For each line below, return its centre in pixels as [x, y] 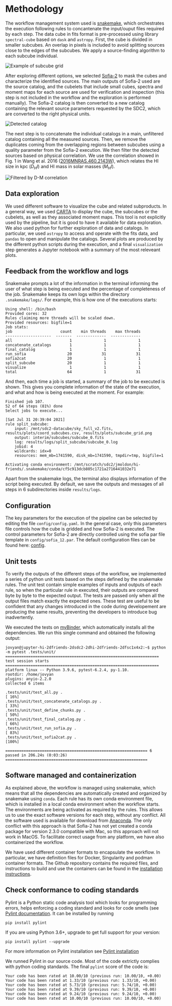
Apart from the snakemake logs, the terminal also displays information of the [86, 479]
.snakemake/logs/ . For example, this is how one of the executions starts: [81, 300]
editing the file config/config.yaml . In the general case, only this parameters [86, 524]
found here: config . [26, 545]
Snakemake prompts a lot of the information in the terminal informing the [82, 284]
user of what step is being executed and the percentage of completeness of [85, 289]
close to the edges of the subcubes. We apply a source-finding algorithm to [85, 50]
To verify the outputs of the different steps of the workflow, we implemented [86, 574]
